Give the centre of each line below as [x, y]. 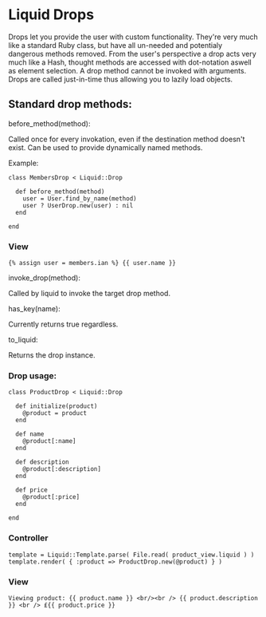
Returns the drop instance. [52, 355]
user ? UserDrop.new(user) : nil [78, 205]
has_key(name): [35, 309]
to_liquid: [23, 340]
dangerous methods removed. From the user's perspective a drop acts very [132, 53]
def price [31, 490]
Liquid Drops [51, 15]
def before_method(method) [60, 192]
